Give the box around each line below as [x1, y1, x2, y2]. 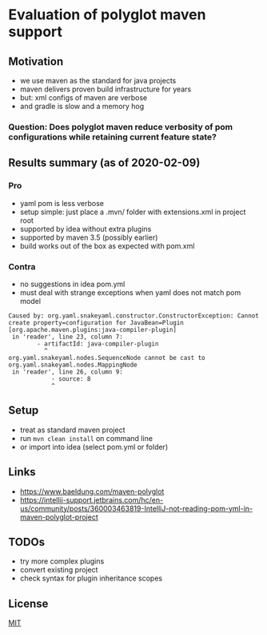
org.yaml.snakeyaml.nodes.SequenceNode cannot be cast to [8, 354, 205, 362]
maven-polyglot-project [19, 512, 98, 522]
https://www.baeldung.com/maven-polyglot [19, 487, 165, 496]
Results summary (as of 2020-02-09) [8, 156, 201, 170]
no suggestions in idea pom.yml [19, 279, 126, 289]
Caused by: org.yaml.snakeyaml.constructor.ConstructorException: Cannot [8, 311, 260, 320]
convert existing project [19, 565, 98, 575]
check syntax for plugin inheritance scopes [19, 573, 162, 583]
